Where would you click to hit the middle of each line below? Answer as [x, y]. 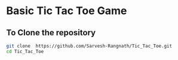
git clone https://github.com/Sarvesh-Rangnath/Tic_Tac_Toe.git [89, 46]
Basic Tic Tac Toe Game [67, 11]
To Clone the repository [51, 33]
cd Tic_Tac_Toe [25, 51]
